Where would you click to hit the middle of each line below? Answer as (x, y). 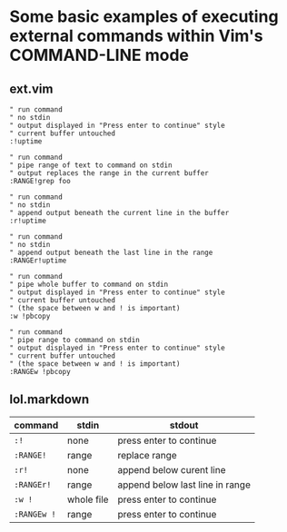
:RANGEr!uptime (38, 261)
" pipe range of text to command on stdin (91, 165)
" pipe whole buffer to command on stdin (89, 284)
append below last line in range (184, 485)
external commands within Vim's (136, 36)
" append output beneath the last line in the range (111, 252)
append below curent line (172, 469)
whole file (88, 499)
